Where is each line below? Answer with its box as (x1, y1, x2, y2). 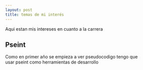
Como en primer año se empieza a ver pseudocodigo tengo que (5, 54, 138, 60)
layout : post (5, 7, 33, 13)
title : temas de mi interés (5, 12, 64, 17)
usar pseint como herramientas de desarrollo (5, 59, 99, 65)
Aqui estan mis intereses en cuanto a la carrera (5, 26, 103, 32)
